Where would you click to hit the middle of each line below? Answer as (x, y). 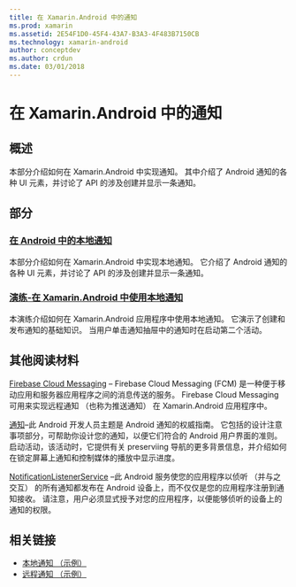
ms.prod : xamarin (41, 26)
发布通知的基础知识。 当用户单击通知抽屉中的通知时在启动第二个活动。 (138, 329)
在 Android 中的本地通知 (61, 241)
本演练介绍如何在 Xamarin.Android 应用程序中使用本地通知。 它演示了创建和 (147, 319)
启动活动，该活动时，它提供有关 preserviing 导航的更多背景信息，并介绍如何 (148, 446)
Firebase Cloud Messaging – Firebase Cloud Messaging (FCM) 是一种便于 (144, 383)
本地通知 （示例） (54, 563)
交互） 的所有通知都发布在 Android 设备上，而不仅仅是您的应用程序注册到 (143, 487)
